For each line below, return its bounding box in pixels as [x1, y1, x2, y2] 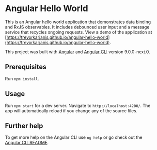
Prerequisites [5, 63, 47, 71]
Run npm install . [5, 75, 40, 81]
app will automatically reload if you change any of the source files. [5, 107, 138, 114]
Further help [5, 121, 44, 130]
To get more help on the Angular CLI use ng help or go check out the [5, 135, 142, 140]
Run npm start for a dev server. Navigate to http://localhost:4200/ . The [5, 103, 151, 108]
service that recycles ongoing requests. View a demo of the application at [5, 29, 153, 35]
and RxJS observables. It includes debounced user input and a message [5, 24, 150, 30]
